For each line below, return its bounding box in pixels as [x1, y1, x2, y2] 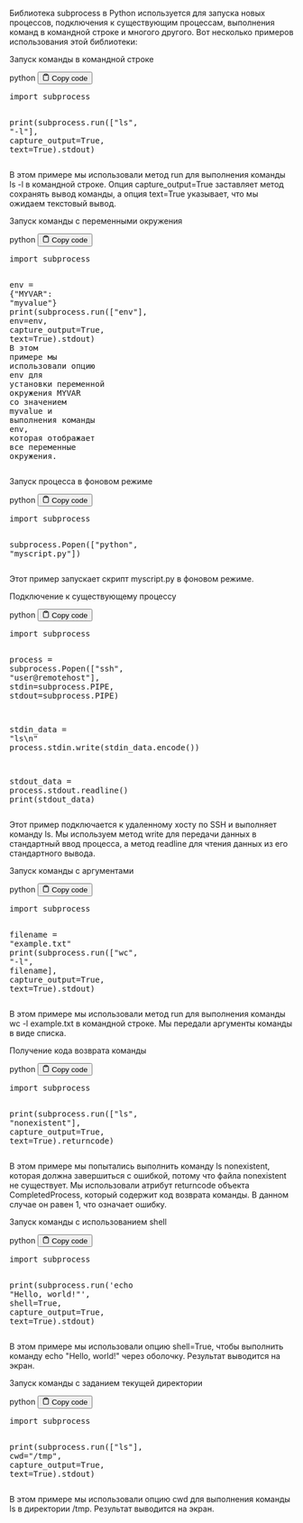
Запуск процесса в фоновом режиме [9, 475, 153, 486]
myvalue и [9, 406, 52, 416]
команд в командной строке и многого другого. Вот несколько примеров [9, 27, 294, 37]
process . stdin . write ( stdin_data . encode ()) [9, 743, 200, 753]
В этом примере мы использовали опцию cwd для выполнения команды [9, 1493, 291, 1504]
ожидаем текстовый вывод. [9, 198, 117, 209]
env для [9, 370, 43, 380]
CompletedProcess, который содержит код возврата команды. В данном [9, 1189, 289, 1200]
